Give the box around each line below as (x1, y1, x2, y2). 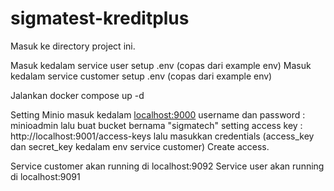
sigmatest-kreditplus (10, 7, 190, 30)
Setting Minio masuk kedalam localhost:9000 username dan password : (10, 108, 306, 121)
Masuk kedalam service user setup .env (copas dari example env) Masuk (10, 59, 312, 71)
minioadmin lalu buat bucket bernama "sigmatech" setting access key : (10, 119, 303, 131)
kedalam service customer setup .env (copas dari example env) (10, 70, 273, 82)
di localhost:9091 (10, 170, 81, 182)
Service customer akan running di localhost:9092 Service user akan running (10, 160, 325, 172)
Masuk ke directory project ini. (10, 40, 136, 52)
